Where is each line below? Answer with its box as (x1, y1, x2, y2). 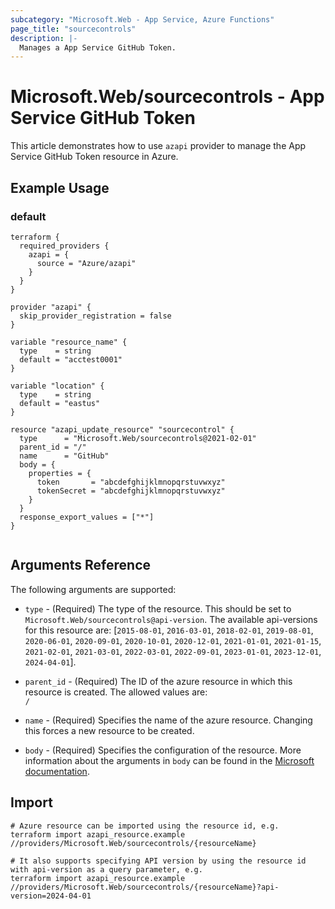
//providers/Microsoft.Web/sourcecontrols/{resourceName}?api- (10, 882, 280, 892)
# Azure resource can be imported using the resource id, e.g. (10, 821, 280, 831)
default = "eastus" (19, 398, 101, 408)
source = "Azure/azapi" (36, 258, 137, 268)
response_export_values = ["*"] (19, 512, 155, 522)
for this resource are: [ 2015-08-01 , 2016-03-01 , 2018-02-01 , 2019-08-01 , (24, 624, 314, 636)
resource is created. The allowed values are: (24, 686, 208, 698)
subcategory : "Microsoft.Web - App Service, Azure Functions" (10, 14, 275, 25)
